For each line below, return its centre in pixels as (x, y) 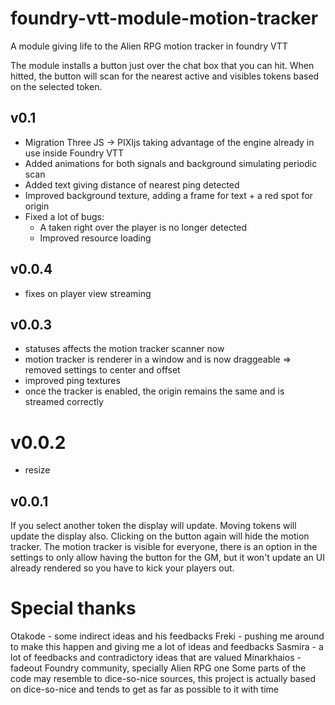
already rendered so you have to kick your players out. (122, 568)
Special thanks (73, 608)
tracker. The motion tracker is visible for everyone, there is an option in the (164, 547)
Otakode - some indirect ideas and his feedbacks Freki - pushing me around (167, 636)
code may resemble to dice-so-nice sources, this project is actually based (163, 679)
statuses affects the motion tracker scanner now (124, 349)
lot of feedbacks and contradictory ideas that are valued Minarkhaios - (156, 658)
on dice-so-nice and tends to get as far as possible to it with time (144, 689)
